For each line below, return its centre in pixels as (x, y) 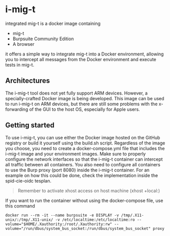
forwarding (17, 109)
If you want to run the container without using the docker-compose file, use (84, 200)
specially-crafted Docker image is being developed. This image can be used (85, 98)
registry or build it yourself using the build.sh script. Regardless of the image (85, 143)
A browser (23, 44)
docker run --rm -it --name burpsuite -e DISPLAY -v (62, 215)
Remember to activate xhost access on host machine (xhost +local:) (89, 190)
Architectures (28, 81)
